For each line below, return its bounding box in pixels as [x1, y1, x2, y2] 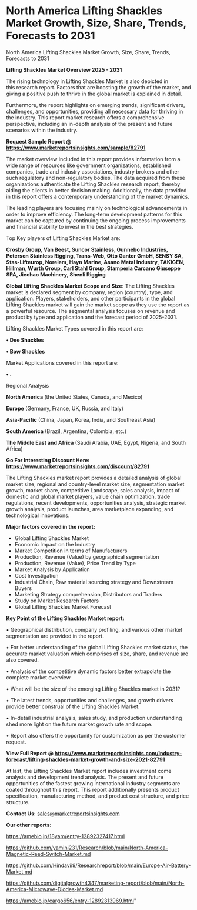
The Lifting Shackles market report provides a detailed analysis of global [6, 474, 182, 481]
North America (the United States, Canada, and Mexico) [6, 393, 143, 401]
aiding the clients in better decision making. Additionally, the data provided [6, 186, 187, 194]
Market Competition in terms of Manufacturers [14, 547, 128, 554]
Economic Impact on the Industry [14, 541, 95, 548]
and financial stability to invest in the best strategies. [6, 223, 133, 230]
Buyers [14, 584, 32, 592]
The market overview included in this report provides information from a [6, 155, 181, 162]
